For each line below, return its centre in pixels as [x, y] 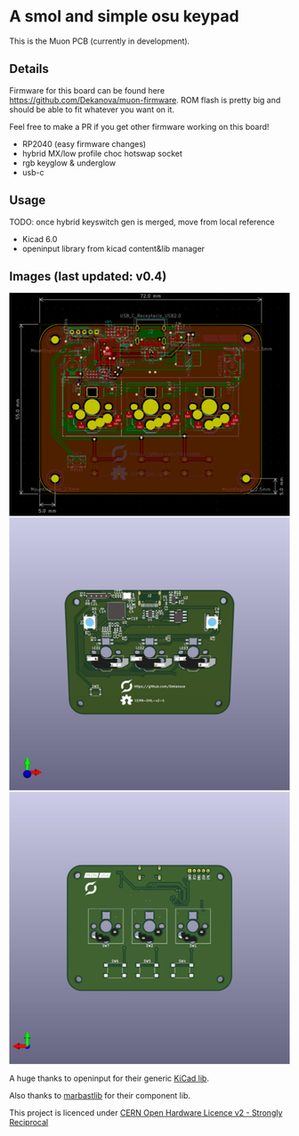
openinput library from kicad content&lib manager [113, 248]
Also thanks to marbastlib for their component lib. [100, 1096]
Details [29, 69]
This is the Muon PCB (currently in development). [100, 41]
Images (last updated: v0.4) [88, 276]
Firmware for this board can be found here [87, 90]
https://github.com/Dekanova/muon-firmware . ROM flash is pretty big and [145, 100]
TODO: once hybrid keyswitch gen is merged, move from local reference [142, 222]
